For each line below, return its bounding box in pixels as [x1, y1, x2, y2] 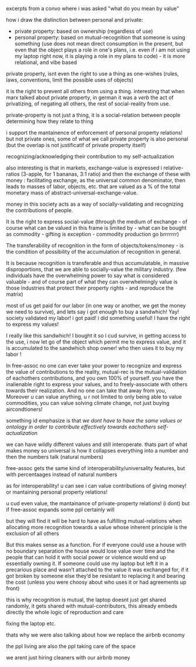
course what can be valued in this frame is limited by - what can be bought [6, 224, 187, 231]
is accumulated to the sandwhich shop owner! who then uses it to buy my [6, 345, 184, 351]
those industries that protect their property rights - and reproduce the [6, 284, 174, 291]
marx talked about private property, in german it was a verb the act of [6, 94, 174, 101]
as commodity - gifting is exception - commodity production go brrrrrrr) [6, 231, 180, 237]
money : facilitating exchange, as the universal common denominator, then [6, 177, 186, 183]
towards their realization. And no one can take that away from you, [6, 387, 167, 394]
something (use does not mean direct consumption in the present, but [14, 40, 183, 47]
